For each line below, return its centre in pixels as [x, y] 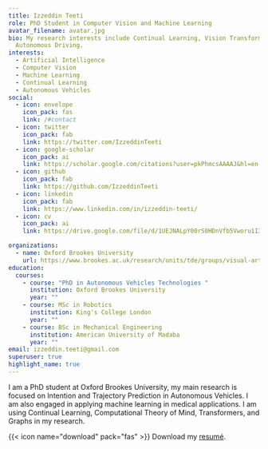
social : [21, 97]
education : [26, 268]
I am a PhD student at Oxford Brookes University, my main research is [123, 387]
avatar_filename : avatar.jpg [57, 30]
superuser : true [35, 357]
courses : [30, 275]
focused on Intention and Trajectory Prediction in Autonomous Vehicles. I [128, 395]
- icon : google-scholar [55, 149]
